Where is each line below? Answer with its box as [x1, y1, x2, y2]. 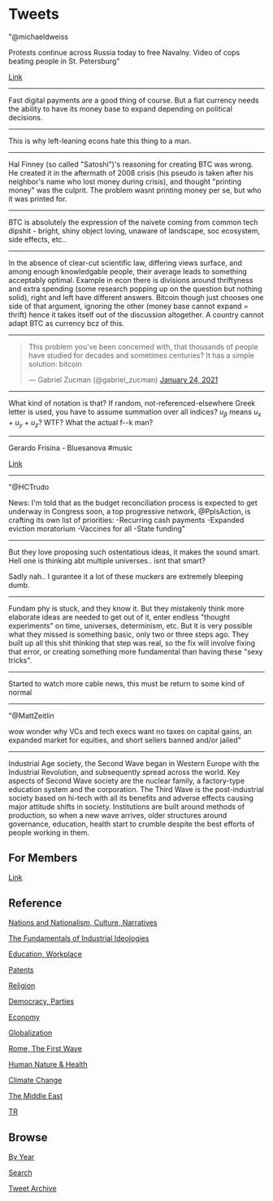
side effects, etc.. [8, 234, 67, 244]
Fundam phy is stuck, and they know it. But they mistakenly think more [8, 603, 245, 613]
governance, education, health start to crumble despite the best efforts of [8, 819, 255, 829]
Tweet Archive [8, 1183, 57, 1193]
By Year [8, 1151, 35, 1161]
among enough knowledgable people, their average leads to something [8, 266, 248, 276]
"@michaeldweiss [8, 32, 69, 41]
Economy [8, 1012, 41, 1022]
